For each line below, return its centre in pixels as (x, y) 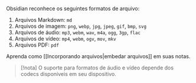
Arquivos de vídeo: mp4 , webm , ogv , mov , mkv (65, 39)
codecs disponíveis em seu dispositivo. (68, 74)
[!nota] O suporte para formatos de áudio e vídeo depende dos (97, 68)
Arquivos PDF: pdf (37, 45)
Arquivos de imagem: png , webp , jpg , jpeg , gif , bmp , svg (80, 26)
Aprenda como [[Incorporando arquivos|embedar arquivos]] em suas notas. (98, 56)
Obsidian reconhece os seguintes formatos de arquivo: (73, 9)
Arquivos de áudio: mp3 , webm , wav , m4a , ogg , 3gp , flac (77, 32)
